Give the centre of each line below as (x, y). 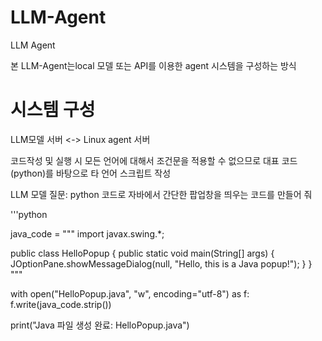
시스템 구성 (53, 110)
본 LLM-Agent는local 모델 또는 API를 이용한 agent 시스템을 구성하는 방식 (153, 65)
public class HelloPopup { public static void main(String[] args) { (142, 253)
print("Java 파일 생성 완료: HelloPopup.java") (100, 325)
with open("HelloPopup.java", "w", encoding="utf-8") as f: (130, 293)
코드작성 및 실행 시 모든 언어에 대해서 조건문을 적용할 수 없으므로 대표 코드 (154, 160)
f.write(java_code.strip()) (61, 304)
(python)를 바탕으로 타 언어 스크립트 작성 (91, 173)
